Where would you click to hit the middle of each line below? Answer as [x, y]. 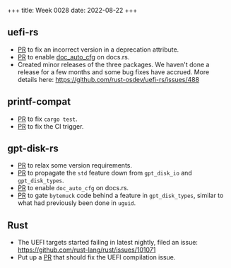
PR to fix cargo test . [47, 119]
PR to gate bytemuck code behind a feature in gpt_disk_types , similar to [120, 196]
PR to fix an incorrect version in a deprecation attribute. [98, 49]
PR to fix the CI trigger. [51, 126]
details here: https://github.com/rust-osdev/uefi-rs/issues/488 [108, 79]
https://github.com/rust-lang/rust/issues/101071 [87, 250]
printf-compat [39, 102]
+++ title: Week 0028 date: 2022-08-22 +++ [72, 10]
